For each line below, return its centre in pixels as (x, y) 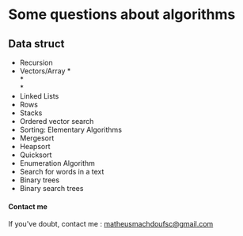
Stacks (31, 113)
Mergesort (37, 138)
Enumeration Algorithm (57, 163)
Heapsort (35, 146)
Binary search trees (51, 188)
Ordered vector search (57, 121)
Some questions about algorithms (122, 15)
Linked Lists (39, 96)
